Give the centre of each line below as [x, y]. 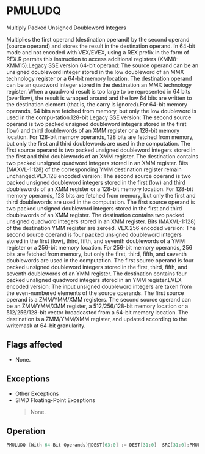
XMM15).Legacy [27, 65]
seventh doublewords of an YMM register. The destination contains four [97, 274]
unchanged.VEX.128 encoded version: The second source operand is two [99, 176]
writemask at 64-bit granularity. [46, 326]
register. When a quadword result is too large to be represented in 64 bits [99, 91]
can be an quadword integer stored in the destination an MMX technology [99, 85]
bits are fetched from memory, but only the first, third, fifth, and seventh [97, 254]
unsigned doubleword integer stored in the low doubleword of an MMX [95, 72]
